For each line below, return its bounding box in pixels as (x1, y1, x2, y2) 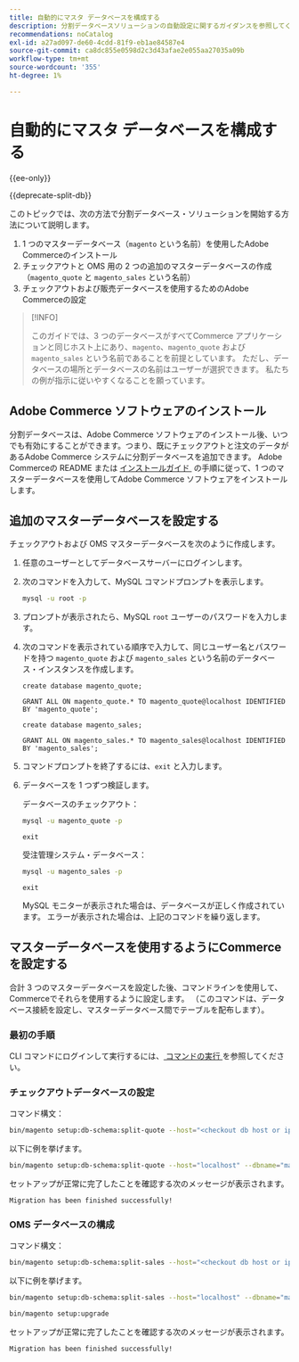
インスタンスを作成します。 (37, 664, 139, 674)
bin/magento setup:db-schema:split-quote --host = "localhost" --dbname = (9, 1161, 280, 1170)
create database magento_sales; (21, 721, 142, 730)
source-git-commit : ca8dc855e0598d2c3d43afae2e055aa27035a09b (9, 46, 245, 55)
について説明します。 (16, 219, 95, 230)
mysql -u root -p (21, 594, 87, 603)
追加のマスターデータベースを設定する (9, 513, 220, 528)
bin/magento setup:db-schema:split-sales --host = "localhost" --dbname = (9, 1293, 280, 1302)
